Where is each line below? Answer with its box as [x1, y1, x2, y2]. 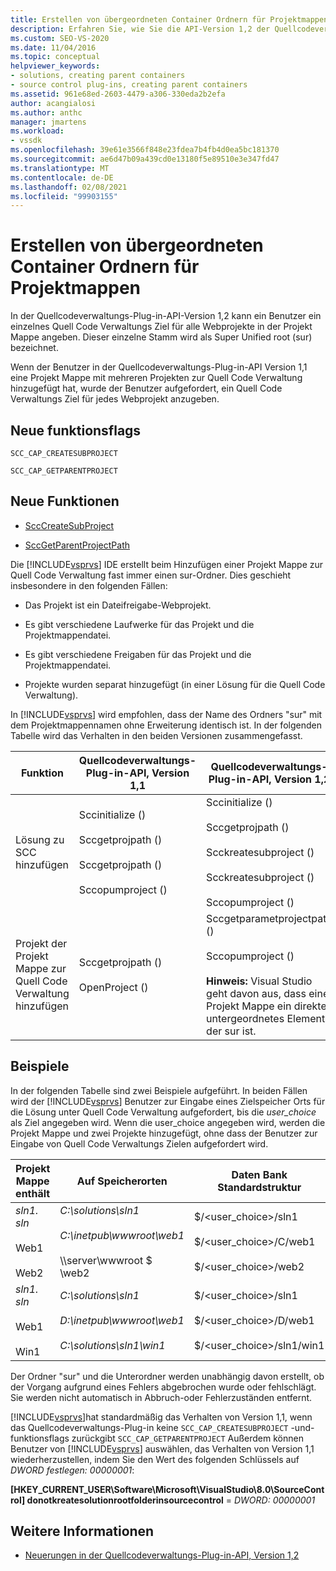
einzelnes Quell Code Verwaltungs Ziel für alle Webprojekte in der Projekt [10, 321, 313, 333]
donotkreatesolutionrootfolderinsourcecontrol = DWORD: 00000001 [26, 1494, 316, 1506]
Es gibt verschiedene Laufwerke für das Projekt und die [24, 618, 255, 630]
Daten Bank [231, 1167, 288, 1181]
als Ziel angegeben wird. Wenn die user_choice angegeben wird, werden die [10, 1116, 326, 1128]
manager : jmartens [10, 117, 87, 127]
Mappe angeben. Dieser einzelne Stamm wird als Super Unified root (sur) [10, 331, 313, 343]
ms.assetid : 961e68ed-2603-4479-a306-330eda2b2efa [10, 89, 226, 99]
